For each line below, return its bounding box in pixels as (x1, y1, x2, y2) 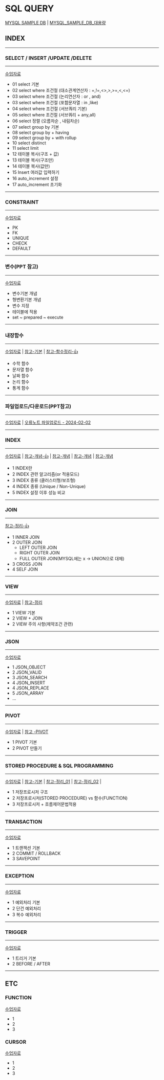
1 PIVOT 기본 (12, 739, 38, 745)
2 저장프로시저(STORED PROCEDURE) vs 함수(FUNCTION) (12, 795, 128, 801)
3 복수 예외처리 (12, 911, 41, 918)
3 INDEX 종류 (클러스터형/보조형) (12, 477, 76, 483)
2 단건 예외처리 (12, 905, 41, 911)
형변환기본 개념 (12, 297, 41, 302)
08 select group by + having (12, 130, 69, 136)
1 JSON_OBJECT (12, 664, 46, 670)
